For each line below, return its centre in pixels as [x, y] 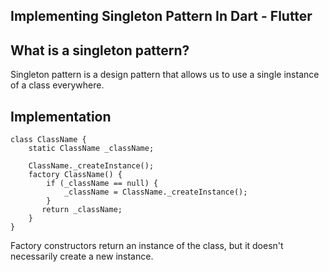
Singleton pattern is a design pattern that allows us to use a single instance [165, 75]
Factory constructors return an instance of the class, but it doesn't [147, 246]
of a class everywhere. [57, 85]
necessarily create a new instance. [82, 256]
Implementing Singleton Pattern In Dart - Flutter [161, 16]
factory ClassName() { [75, 175]
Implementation [61, 116]
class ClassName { [48, 140]
